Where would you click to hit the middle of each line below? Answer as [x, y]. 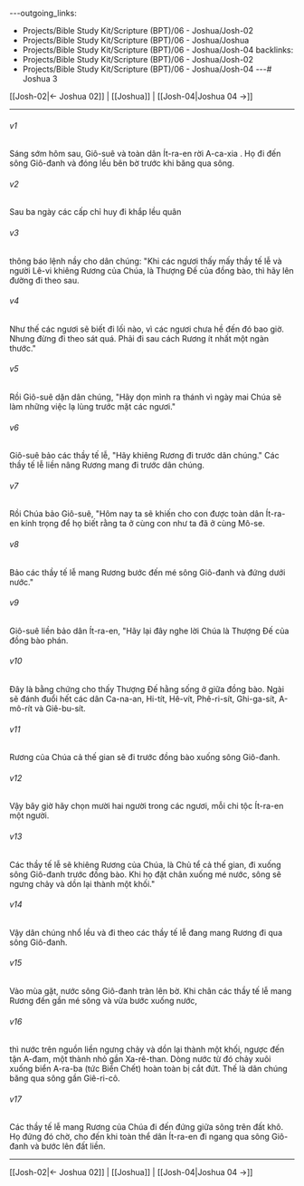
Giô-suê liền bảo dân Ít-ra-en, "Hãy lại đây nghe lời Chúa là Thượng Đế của [149, 631]
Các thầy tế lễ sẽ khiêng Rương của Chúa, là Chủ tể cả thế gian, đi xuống [146, 864]
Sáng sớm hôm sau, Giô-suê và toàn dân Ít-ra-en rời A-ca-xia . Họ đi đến [145, 154]
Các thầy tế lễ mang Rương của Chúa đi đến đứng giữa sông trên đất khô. [147, 1127]
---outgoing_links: [43, 13]
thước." [23, 348]
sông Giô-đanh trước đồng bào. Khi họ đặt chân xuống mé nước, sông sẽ [146, 874]
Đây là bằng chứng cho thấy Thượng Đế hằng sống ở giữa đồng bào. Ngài [147, 689]
